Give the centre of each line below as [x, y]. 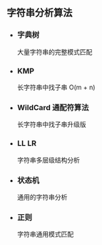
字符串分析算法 [40, 13]
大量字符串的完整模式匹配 [55, 51]
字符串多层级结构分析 [48, 160]
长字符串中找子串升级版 [51, 124]
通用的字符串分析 [42, 197]
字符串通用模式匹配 [45, 234]
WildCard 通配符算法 [53, 107]
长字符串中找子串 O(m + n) [56, 87]
